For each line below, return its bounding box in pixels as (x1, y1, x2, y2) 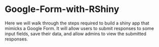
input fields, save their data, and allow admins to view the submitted (5, 30, 146, 36)
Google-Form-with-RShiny (5, 3, 120, 15)
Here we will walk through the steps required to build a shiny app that (5, 20, 150, 26)
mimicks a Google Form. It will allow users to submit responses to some (5, 25, 154, 31)
